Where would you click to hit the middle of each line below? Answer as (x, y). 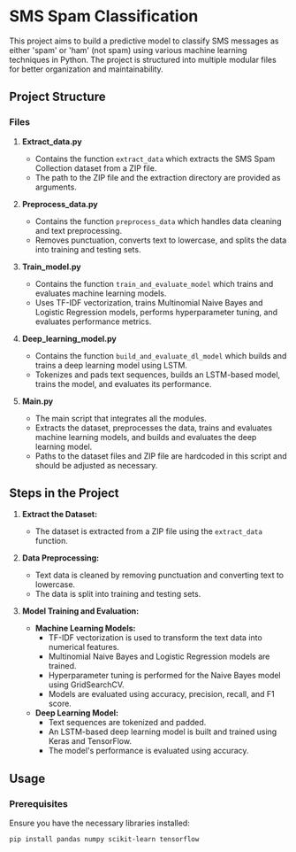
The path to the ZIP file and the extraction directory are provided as (158, 177)
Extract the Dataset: (60, 515)
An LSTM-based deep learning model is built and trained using (163, 732)
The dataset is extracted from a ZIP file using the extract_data (149, 531)
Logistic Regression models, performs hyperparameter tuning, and (156, 312)
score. (60, 704)
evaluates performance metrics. (93, 321)
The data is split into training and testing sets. (118, 594)
